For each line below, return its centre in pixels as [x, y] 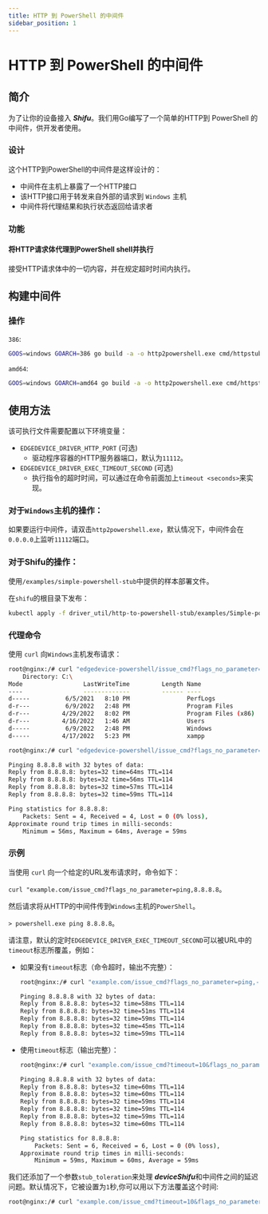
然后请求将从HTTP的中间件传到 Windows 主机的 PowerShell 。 [104, 906]
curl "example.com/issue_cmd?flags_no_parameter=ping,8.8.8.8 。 [117, 889]
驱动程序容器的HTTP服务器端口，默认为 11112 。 [109, 458]
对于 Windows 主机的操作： [56, 510]
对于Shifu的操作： [43, 562]
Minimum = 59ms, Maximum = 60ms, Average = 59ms [117, 1160]
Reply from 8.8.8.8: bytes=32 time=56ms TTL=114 [91, 780]
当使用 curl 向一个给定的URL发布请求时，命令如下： [94, 872]
